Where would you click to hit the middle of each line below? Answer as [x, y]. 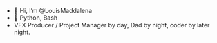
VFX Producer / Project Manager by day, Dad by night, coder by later [112, 25]
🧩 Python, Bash [36, 18]
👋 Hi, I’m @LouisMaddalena [53, 11]
